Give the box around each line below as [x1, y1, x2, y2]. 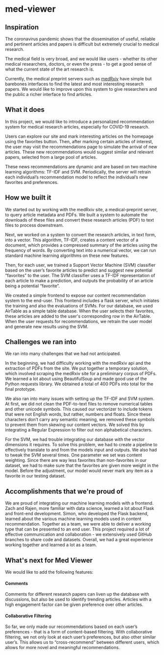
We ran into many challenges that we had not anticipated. [5, 351, 121, 356]
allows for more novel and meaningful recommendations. [5, 645, 120, 651]
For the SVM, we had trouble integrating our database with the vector [5, 436, 145, 442]
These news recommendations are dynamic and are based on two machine [5, 163, 157, 170]
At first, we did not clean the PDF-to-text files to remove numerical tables [5, 401, 153, 407]
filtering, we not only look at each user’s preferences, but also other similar [5, 634, 156, 640]
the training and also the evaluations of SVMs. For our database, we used [5, 302, 153, 308]
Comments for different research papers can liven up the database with [5, 591, 149, 597]
